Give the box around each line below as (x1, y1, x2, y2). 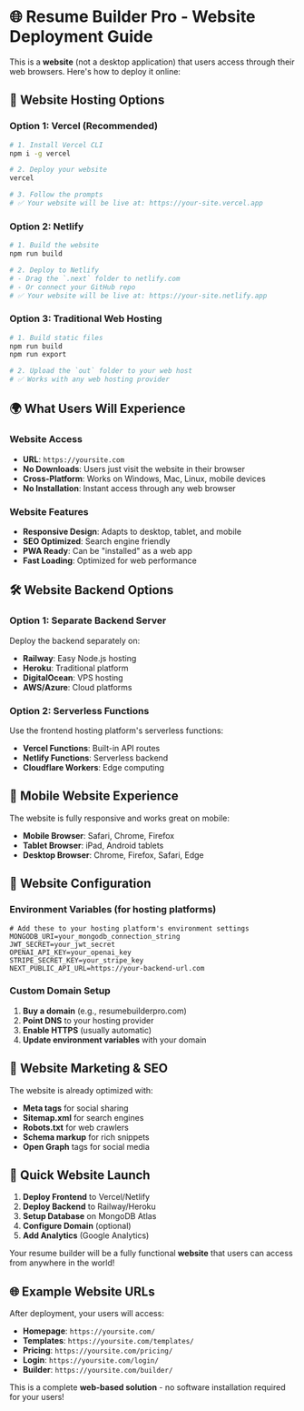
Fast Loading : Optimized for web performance (22, 555, 197, 566)
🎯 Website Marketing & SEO (9, 1061, 168, 1076)
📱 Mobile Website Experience (9, 789, 179, 804)
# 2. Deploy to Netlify (9, 266, 100, 275)
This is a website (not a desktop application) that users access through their (9, 56, 295, 67)
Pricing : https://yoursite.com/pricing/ (22, 1345, 173, 1356)
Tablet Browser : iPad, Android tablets (22, 840, 164, 851)
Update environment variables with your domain (22, 1034, 207, 1045)
